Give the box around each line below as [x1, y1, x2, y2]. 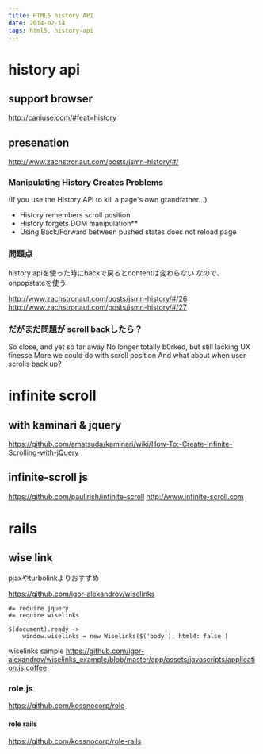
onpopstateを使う [8, 278, 67, 287]
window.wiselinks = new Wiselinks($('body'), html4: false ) [22, 632, 228, 640]
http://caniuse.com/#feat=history [8, 113, 117, 123]
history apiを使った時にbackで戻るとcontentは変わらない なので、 [8, 267, 224, 278]
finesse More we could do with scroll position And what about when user [8, 351, 246, 360]
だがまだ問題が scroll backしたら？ [8, 323, 143, 334]
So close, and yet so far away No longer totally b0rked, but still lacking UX [8, 342, 251, 352]
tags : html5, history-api [8, 26, 93, 34]
